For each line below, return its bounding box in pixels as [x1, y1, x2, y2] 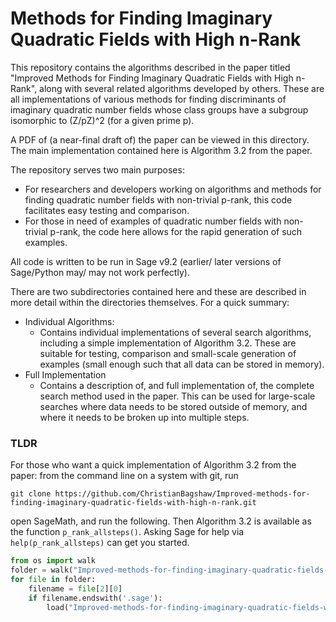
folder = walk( [10, 565, 74, 576]
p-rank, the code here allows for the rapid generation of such [49, 225, 303, 237]
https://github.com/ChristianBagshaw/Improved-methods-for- [54, 489, 311, 499]
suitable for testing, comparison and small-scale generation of [39, 347, 297, 359]
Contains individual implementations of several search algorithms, [39, 326, 312, 338]
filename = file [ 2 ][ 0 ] [28, 583, 123, 594]
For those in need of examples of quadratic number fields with [24, 215, 282, 227]
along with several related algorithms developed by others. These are [39, 82, 325, 94]
